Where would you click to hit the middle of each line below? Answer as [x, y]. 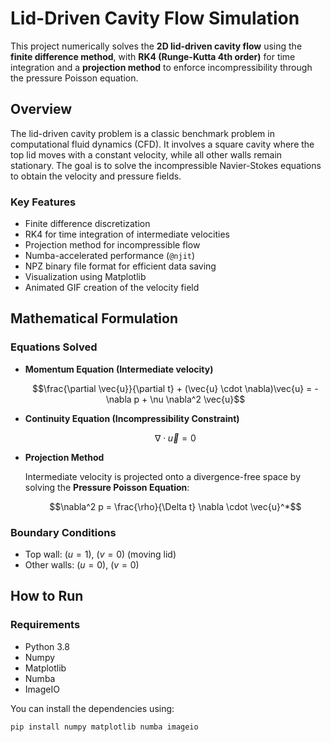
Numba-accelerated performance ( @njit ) [110, 256]
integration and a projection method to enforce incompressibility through [161, 67]
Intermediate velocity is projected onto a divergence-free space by [163, 476]
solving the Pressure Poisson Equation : [107, 487]
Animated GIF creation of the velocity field [112, 288]
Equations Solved [54, 347]
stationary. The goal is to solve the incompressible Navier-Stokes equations [166, 165]
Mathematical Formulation [94, 318]
